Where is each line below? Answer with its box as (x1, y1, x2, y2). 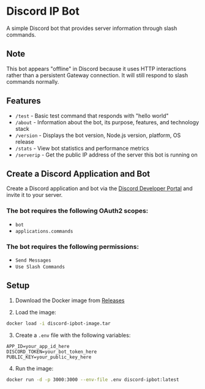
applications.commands (15, 228, 73, 234)
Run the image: (15, 365, 54, 372)
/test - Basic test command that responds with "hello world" (15, 112, 169, 119)
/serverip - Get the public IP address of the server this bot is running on (15, 151, 198, 158)
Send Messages (15, 257, 51, 264)
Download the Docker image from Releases (15, 297, 125, 304)
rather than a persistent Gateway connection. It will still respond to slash (6, 72, 188, 79)
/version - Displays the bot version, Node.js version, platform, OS (15, 132, 181, 139)
